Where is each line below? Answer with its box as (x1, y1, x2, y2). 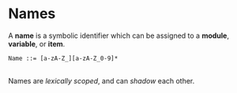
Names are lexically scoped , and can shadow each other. (8, 76, 195, 85)
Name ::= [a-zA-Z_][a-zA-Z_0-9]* (8, 54, 118, 62)
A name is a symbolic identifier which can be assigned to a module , (8, 31, 229, 40)
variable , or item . (8, 39, 66, 48)
